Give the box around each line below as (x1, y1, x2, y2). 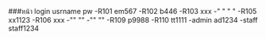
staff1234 (8, 23, 40, 33)
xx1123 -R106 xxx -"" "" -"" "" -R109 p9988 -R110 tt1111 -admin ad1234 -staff (8, 16, 258, 24)
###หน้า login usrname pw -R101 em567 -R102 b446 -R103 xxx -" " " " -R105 (8, 7, 257, 16)
